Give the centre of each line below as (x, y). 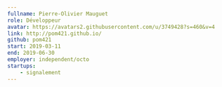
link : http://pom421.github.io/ (54, 33)
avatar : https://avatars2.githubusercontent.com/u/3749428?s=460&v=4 (111, 27)
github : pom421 (30, 40)
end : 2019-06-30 (31, 53)
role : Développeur (34, 20)
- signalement (40, 72)
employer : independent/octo (48, 60)
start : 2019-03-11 (34, 46)
